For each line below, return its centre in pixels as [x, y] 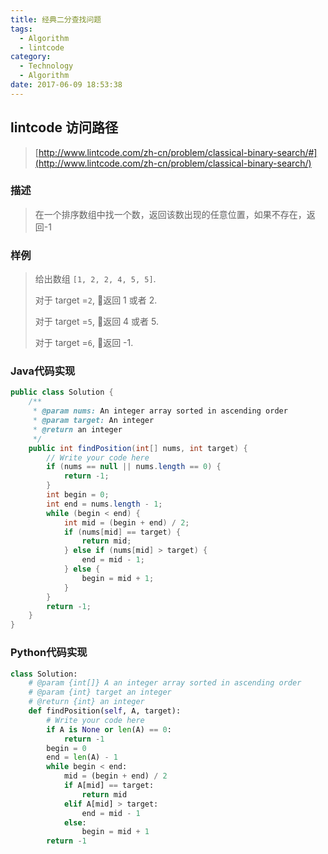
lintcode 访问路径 [64, 127]
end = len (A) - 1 [82, 757]
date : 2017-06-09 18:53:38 [66, 85]
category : [31, 57]
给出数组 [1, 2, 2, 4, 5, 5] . [95, 279]
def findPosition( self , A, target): [105, 711]
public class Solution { [62, 392]
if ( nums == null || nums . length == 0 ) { [134, 467]
